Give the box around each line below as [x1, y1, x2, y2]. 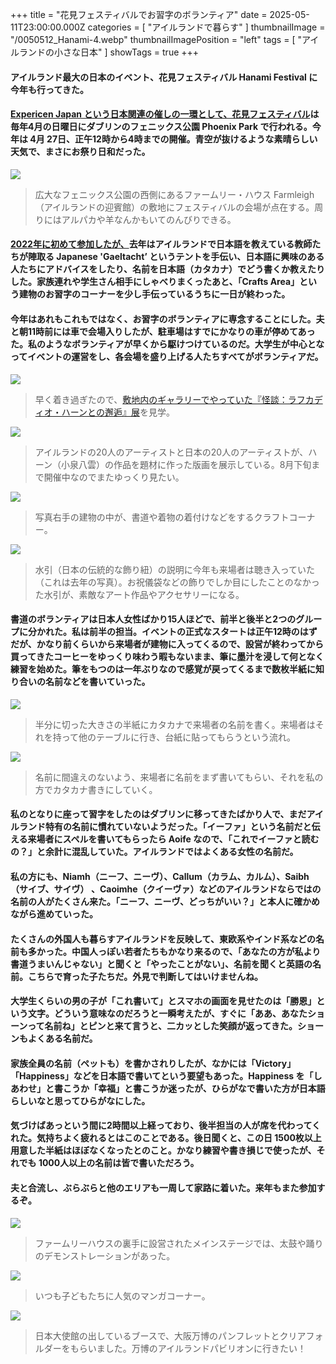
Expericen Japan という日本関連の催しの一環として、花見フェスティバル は [10, 108, 320, 120]
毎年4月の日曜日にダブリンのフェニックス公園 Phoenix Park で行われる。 [10, 121, 313, 133]
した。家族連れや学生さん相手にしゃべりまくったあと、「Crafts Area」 [10, 276, 300, 288]
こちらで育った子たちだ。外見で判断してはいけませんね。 [27, 970, 264, 982]
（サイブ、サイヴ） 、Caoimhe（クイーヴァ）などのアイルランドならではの [10, 883, 322, 895]
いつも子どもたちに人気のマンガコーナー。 [34, 1289, 211, 1302]
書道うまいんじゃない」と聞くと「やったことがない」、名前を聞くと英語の [10, 958, 313, 970]
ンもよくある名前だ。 [10, 1033, 98, 1045]
